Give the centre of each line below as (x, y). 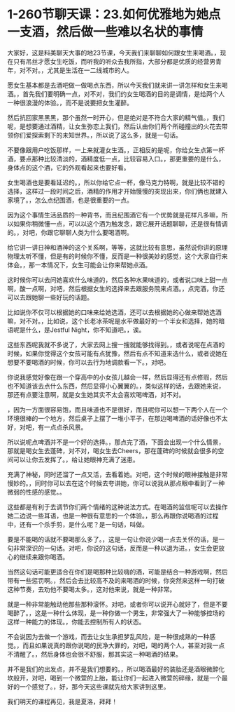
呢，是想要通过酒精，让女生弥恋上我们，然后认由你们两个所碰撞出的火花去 (114, 126)
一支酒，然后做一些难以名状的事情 (106, 32)
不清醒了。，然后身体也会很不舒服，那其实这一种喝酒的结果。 (94, 654)
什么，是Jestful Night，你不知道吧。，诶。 (85, 330)
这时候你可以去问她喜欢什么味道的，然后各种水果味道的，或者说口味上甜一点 (117, 280)
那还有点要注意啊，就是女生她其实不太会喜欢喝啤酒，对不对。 (96, 394)
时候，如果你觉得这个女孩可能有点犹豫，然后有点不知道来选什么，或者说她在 (117, 353)
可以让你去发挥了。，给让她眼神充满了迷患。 (76, 459)
